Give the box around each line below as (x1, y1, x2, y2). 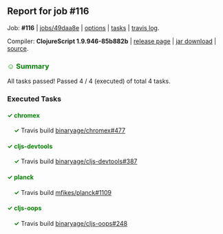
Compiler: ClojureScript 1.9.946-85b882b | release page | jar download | (7, 37, 217, 45)
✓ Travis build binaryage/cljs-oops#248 (13, 219, 128, 227)
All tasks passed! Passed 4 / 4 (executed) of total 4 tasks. (7, 77, 171, 85)
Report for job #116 (7, 5, 89, 17)
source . (7, 44, 29, 52)
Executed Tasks (7, 94, 62, 104)
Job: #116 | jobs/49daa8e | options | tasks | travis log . (7, 23, 160, 32)
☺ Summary (7, 61, 50, 71)
